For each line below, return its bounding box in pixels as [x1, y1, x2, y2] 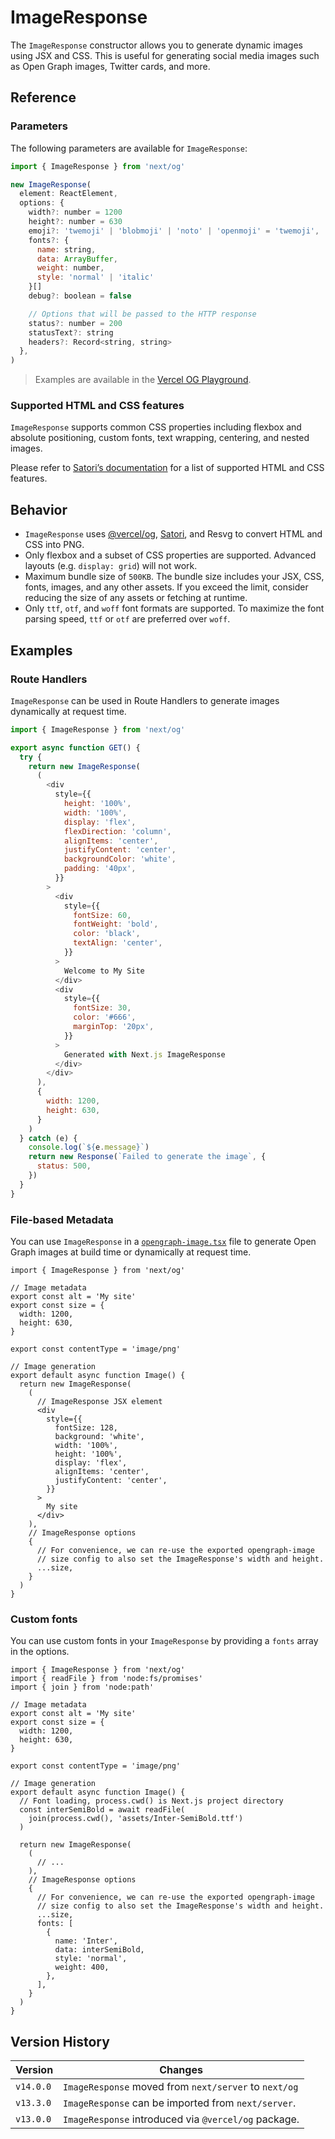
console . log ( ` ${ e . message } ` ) [28, 1142, 150, 1153]
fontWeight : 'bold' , [73, 919, 159, 930]
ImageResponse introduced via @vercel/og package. [63, 2112, 300, 2126]
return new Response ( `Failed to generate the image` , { [28, 1152, 267, 1162]
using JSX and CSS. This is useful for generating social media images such [10, 49, 320, 61]
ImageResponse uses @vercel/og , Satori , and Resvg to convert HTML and [24, 528, 323, 540]
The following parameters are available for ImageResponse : [10, 142, 248, 154]
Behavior [10, 501, 68, 518]
